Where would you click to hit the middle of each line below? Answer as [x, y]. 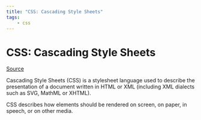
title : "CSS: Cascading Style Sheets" [55, 12]
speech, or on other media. [40, 111]
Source [15, 69]
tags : [13, 17]
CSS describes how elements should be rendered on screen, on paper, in [97, 104]
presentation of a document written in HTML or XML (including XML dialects [100, 87]
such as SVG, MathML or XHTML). [49, 93]
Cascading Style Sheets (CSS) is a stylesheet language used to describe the [100, 81]
